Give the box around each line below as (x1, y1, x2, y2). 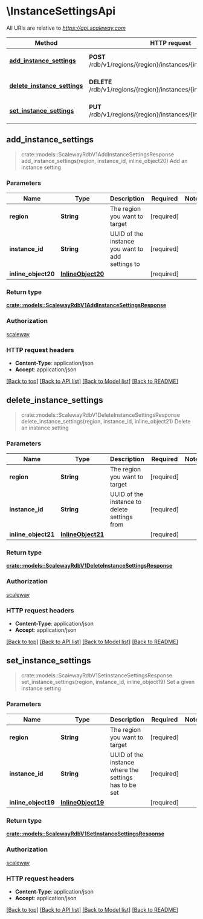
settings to (109, 260, 140, 268)
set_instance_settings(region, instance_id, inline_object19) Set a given (21, 678, 195, 685)
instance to (109, 498, 142, 506)
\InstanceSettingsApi (6, 4, 116, 18)
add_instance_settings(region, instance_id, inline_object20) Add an (21, 157, 188, 164)
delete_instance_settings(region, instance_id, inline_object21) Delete (21, 417, 192, 425)
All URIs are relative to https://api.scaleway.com (6, 24, 126, 32)
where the (109, 766, 139, 774)
